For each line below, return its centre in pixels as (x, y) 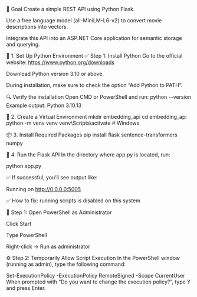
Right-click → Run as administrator (48, 246)
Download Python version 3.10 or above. (55, 74)
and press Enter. (26, 288)
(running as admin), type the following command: (66, 264)
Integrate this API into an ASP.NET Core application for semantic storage (94, 38)
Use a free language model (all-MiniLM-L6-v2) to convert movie (84, 20)
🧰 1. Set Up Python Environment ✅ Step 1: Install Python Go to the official (94, 56)
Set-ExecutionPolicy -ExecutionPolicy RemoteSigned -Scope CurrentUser (96, 276)
